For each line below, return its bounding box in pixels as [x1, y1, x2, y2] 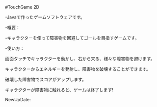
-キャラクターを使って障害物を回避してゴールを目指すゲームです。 [5, 35, 139, 41]
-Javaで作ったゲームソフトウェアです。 [5, 14, 85, 20]
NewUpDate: [5, 97, 31, 102]
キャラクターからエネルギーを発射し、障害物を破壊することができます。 [5, 66, 151, 72]
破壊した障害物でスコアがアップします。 [5, 77, 87, 82]
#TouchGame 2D [5, 4, 40, 10]
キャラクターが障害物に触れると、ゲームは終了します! [5, 87, 114, 92]
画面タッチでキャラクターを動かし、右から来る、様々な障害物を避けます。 [5, 56, 156, 62]
